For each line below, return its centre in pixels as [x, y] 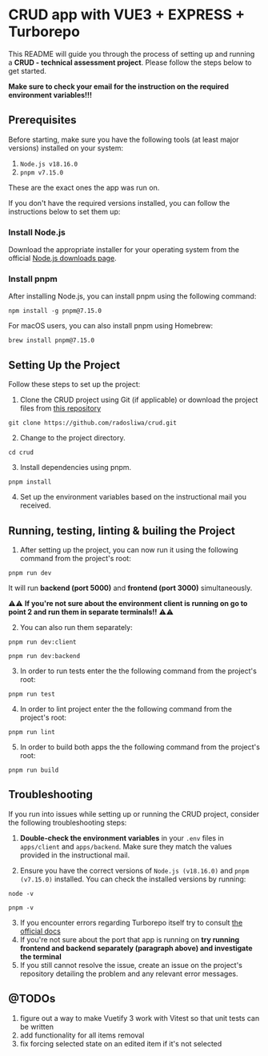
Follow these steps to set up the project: [74, 384]
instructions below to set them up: [64, 211]
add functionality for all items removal [82, 1035]
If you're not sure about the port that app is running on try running [130, 939]
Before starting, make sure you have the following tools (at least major [124, 139]
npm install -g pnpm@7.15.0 [55, 311]
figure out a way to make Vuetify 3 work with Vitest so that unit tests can [140, 1018]
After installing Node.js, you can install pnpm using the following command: [132, 296]
